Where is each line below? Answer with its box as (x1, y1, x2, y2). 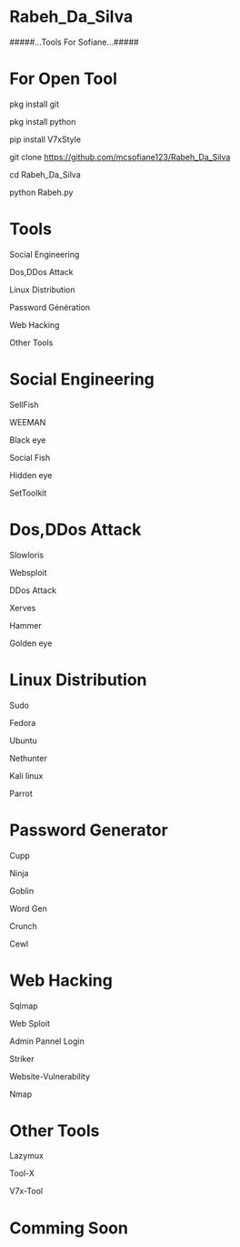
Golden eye (9, 638, 53, 649)
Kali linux (9, 770, 44, 781)
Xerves (9, 602, 36, 613)
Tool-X (9, 1168, 35, 1179)
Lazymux (9, 1150, 44, 1161)
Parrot (9, 788, 34, 799)
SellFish (9, 399, 39, 410)
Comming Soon (9, 1218, 129, 1238)
